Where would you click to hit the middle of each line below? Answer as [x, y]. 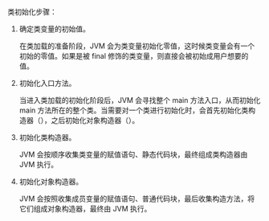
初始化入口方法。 [47, 83]
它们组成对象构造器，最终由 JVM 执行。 [85, 209]
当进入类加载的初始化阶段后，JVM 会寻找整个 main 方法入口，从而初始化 [140, 100]
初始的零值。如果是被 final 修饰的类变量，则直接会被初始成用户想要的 [134, 56]
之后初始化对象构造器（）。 [95, 120]
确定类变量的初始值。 [54, 29]
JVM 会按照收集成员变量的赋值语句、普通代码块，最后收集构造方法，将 [137, 198]
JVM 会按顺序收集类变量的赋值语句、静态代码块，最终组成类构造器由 [133, 154]
